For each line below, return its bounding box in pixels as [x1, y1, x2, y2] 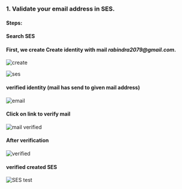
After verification [6, 137, 49, 144]
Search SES [6, 33, 35, 40]
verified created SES [6, 163, 58, 170]
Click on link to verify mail [6, 110, 70, 117]
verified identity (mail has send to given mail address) [6, 84, 140, 91]
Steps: [6, 19, 22, 26]
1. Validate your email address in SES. [6, 5, 115, 13]
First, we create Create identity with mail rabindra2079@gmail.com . [6, 46, 176, 53]
